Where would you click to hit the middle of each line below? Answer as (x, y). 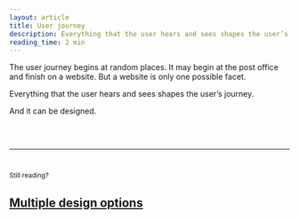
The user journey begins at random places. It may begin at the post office (144, 67)
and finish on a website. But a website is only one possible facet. (128, 77)
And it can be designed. (53, 111)
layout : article (39, 17)
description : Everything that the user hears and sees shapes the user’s (149, 34)
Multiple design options (77, 203)
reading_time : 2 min (48, 42)
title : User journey (48, 26)
